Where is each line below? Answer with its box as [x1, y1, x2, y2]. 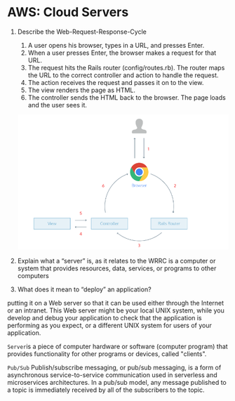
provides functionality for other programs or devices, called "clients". [7, 349, 207, 358]
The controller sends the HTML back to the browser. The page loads [27, 93, 226, 102]
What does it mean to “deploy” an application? [17, 285, 152, 294]
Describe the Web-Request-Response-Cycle [17, 27, 147, 36]
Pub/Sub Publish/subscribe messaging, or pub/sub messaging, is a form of [7, 363, 222, 372]
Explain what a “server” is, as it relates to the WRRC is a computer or [17, 256, 216, 265]
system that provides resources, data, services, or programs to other [17, 264, 217, 272]
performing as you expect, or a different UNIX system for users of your [7, 321, 212, 329]
